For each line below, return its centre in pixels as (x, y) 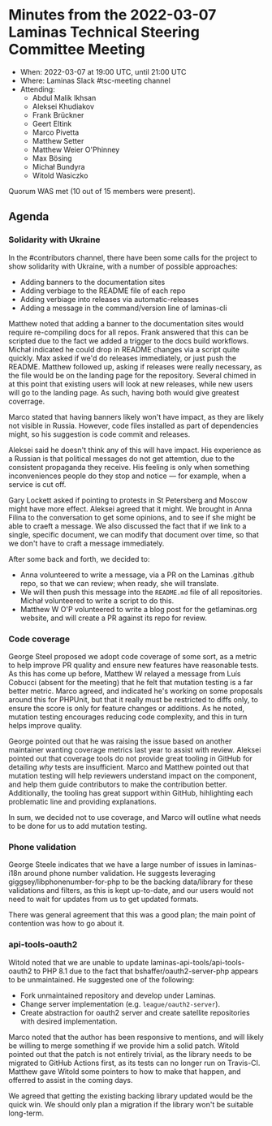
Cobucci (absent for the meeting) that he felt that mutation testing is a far (131, 682)
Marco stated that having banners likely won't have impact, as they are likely (136, 416)
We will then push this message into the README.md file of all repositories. (141, 592)
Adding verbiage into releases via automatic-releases (109, 299)
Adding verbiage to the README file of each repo (103, 291)
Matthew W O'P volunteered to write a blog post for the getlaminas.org (138, 609)
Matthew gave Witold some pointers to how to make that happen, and (125, 1071)
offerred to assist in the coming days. (71, 1080)
